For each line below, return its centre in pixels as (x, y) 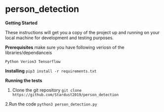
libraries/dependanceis (29, 53)
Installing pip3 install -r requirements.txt (51, 71)
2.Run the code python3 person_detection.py (51, 104)
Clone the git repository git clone (47, 90)
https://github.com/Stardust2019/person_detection (65, 95)
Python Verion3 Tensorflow (33, 61)
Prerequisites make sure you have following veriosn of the (65, 47)
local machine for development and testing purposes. (60, 38)
